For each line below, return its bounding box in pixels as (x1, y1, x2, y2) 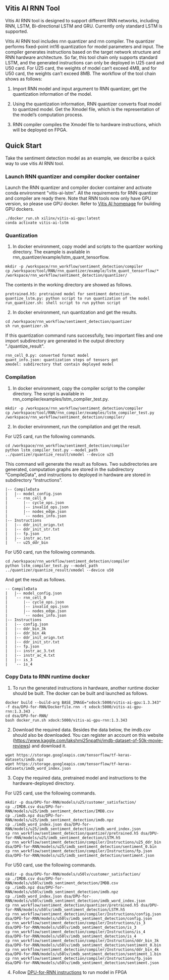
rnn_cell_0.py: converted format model (5, 353, 89, 358)
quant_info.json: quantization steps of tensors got (5, 357, 119, 363)
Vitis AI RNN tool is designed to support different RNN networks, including (5, 17, 159, 23)
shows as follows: (5, 76, 42, 82)
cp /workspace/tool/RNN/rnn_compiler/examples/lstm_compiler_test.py (5, 410, 155, 415)
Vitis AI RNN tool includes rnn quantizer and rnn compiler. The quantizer (5, 38, 155, 44)
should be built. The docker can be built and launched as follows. (12, 690, 148, 696)
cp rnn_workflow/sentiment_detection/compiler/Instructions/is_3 (5, 920, 145, 925)
